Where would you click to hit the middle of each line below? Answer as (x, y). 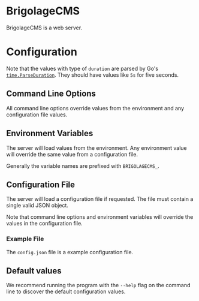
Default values (34, 271)
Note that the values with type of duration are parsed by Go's (82, 68)
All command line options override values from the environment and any (95, 108)
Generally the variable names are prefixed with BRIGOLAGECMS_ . (83, 165)
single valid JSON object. (37, 206)
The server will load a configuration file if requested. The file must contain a (100, 199)
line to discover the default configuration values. (66, 291)
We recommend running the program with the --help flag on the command (98, 285)
